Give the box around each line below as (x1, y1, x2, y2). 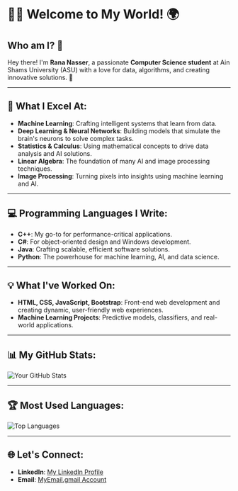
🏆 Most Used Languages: (7, 399, 125, 412)
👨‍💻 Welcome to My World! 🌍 (7, 6, 179, 23)
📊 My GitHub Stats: (7, 349, 96, 361)
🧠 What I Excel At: (7, 101, 87, 113)
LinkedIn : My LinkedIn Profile (17, 468, 104, 476)
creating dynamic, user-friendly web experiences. (17, 306, 164, 315)
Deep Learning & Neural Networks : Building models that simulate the (17, 126, 221, 135)
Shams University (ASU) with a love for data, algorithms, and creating (7, 66, 210, 74)
